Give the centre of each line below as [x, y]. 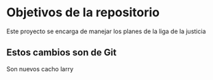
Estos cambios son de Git [62, 53]
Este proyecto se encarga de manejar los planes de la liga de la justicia [106, 31]
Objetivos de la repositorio [83, 13]
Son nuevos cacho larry [40, 68]
